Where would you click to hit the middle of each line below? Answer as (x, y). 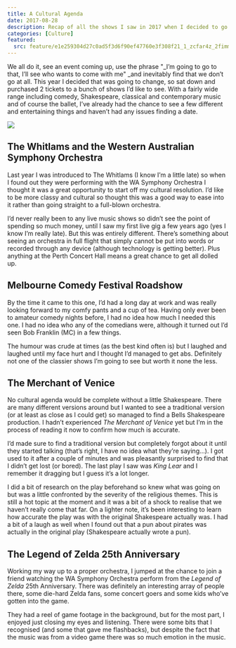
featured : (22, 40)
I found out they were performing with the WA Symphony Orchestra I (106, 182)
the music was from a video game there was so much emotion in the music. (117, 637)
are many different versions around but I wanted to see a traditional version (116, 407)
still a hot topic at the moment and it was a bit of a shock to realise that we (115, 502)
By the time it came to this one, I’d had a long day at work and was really (112, 302)
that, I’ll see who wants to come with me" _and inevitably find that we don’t (115, 74)
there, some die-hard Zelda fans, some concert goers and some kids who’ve (118, 594)
